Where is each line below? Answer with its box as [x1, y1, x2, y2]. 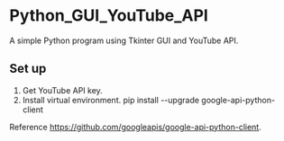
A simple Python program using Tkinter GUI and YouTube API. [9, 35, 239, 46]
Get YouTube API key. [22, 84, 104, 95]
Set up [9, 61, 47, 76]
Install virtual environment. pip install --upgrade [22, 94, 200, 105]
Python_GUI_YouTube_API [9, 5, 209, 26]
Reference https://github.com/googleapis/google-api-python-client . [9, 121, 261, 132]
